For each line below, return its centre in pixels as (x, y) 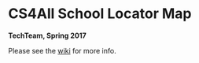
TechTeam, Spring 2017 (47, 35)
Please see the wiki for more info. (62, 50)
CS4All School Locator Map (100, 14)
